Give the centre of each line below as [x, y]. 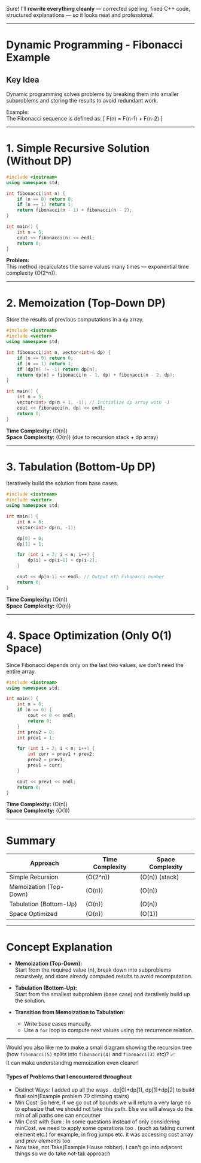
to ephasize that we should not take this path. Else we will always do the [104, 1109]
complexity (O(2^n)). [31, 273]
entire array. [21, 671]
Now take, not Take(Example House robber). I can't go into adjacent [98, 1147]
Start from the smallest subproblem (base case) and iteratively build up [102, 994]
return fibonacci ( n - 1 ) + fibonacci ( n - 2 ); [75, 210]
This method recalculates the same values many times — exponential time [98, 267]
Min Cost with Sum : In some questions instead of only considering [97, 1122]
